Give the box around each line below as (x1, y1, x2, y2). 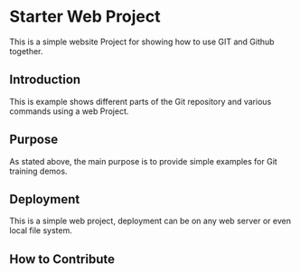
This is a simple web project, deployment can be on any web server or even (9, 215, 292, 227)
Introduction (9, 72, 81, 88)
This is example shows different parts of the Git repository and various (9, 96, 272, 107)
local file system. (9, 225, 72, 236)
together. (9, 45, 43, 56)
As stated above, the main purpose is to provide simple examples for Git (9, 155, 277, 166)
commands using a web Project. (9, 106, 129, 117)
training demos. (9, 165, 68, 176)
